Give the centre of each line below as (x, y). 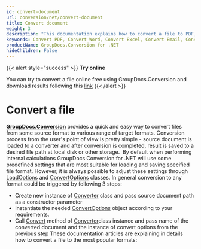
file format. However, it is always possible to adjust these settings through (97, 171)
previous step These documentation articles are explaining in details (99, 233)
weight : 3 (19, 28)
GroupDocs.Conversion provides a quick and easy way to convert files (94, 126)
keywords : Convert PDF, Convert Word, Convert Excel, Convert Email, (95, 40)
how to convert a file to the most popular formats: (76, 239)
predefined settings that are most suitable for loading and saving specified (98, 165)
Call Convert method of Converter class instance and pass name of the (102, 221)
